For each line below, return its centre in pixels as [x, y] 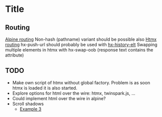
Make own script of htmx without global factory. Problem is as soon [81, 82]
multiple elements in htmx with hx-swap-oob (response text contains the [79, 50]
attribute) [15, 55]
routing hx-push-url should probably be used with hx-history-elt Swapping [81, 45]
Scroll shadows [28, 104]
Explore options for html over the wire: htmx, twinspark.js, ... [74, 93]
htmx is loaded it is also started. [45, 88]
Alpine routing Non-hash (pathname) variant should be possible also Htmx [81, 39]
